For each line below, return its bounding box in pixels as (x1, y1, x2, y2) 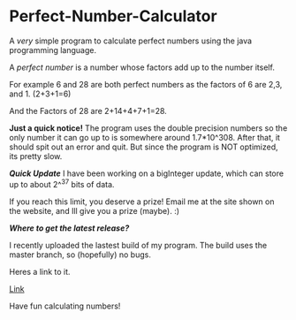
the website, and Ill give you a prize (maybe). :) (9, 205, 179, 216)
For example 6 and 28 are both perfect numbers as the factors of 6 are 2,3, (9, 79, 283, 89)
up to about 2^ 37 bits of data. (9, 177, 115, 189)
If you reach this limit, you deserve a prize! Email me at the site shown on (9, 196, 275, 207)
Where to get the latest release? (9, 223, 130, 233)
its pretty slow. (9, 150, 63, 161)
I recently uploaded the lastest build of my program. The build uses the (9, 240, 268, 250)
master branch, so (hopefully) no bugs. (9, 249, 152, 260)
